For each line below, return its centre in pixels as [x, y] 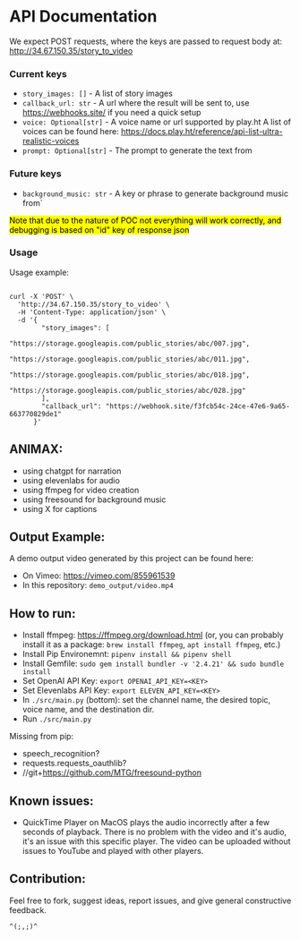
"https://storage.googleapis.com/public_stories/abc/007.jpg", [130, 343]
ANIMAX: [36, 449]
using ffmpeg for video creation [81, 490]
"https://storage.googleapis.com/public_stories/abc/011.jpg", [130, 359]
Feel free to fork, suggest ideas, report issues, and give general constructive [150, 901]
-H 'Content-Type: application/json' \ [92, 312]
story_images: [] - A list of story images [97, 94]
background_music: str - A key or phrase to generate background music [155, 193]
